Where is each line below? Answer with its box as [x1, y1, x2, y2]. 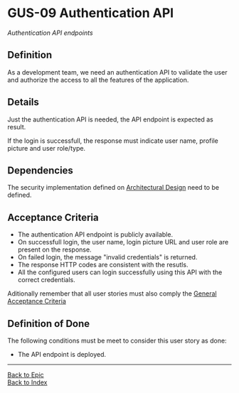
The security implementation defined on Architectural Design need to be [7, 183, 219, 192]
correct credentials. [17, 276, 76, 284]
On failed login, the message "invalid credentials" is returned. [17, 253, 198, 262]
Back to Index [7, 378, 48, 387]
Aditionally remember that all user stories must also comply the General [7, 289, 217, 298]
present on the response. [17, 245, 92, 254]
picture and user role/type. [7, 144, 86, 152]
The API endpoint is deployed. [17, 350, 107, 358]
